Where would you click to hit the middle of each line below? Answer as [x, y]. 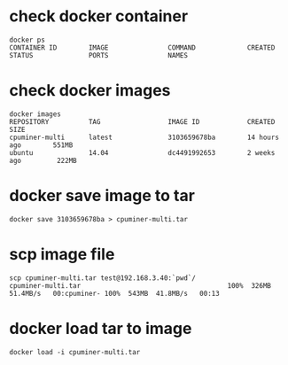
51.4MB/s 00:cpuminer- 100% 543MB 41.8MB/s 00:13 [114, 293]
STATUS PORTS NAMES [99, 55]
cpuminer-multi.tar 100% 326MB [140, 285]
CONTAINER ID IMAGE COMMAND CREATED [142, 47]
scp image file [62, 254]
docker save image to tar [102, 196]
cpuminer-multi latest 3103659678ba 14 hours [144, 137]
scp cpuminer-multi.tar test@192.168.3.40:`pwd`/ [103, 278]
